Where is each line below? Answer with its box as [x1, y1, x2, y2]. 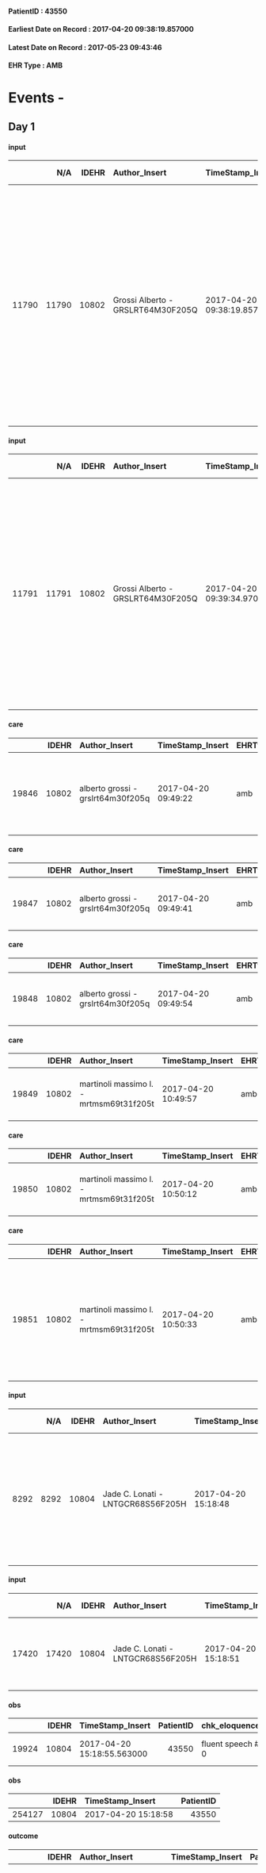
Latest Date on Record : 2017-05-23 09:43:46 [8, 42, 162, 52]
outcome [8, 1831, 39, 1840]
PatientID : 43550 [8, 6, 67, 16]
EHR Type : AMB [8, 60, 63, 71]
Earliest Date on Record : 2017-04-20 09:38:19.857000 [8, 25, 194, 34]
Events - [8, 88, 65, 106]
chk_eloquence [201, 1720, 260, 1731]
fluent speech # [201, 1738, 260, 1749]
